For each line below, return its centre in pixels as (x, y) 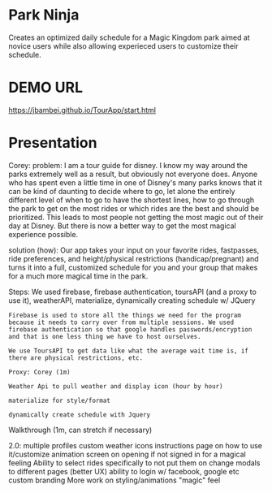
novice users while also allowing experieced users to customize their (123, 45)
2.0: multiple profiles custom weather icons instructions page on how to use (135, 445)
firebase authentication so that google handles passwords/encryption (130, 329)
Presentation (53, 143)
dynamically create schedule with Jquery (80, 415)
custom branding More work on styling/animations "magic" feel (114, 480)
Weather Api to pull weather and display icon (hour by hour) (116, 386)
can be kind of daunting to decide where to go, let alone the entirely (122, 191)
